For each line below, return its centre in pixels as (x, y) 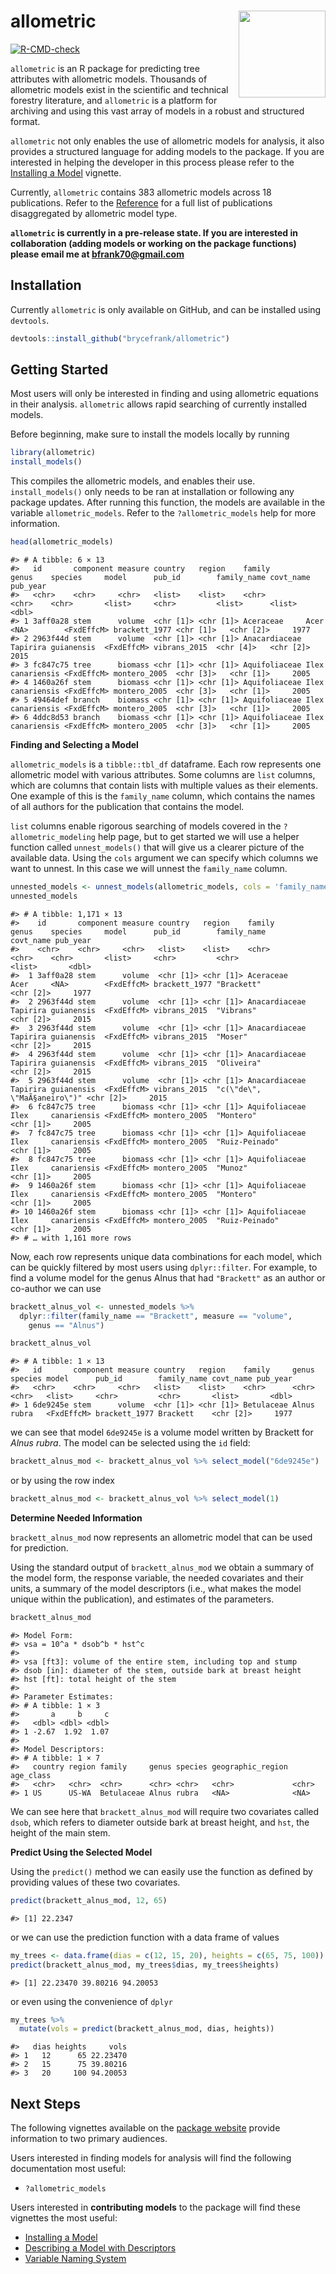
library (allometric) (53, 453)
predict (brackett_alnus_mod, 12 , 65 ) (89, 1900)
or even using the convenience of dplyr (91, 2001)
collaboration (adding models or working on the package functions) (153, 243)
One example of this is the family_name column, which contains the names (163, 796)
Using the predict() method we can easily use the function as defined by (161, 1871)
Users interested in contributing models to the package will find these (155, 2207)
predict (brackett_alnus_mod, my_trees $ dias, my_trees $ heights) (145, 1965)
